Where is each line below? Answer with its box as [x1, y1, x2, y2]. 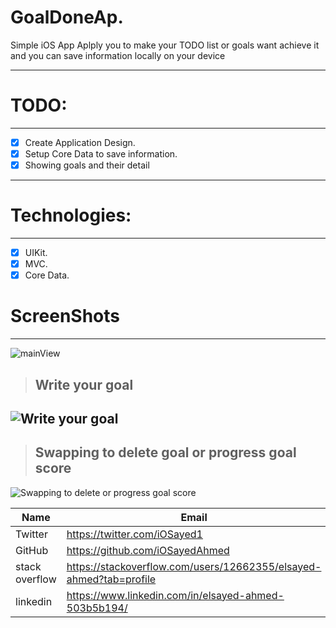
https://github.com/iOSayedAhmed [66, 543, 230, 557]
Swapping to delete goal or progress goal [34, 444, 297, 461]
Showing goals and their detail [24, 159, 150, 171]
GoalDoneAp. [10, 6, 124, 29]
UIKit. [24, 247, 48, 258]
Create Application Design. [24, 136, 136, 148]
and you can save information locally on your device [10, 49, 226, 61]
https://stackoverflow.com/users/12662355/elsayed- [66, 559, 322, 573]
